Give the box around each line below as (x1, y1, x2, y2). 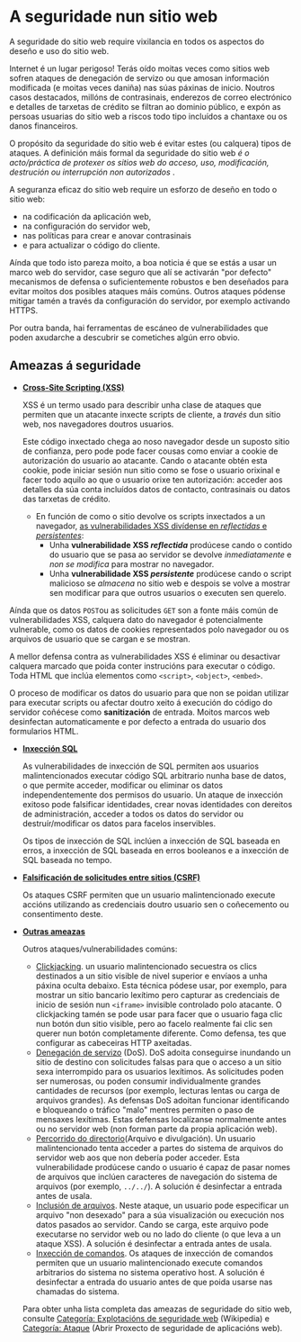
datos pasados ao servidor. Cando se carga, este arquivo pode (35, 1219, 270, 1229)
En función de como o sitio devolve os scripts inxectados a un (35, 510, 266, 521)
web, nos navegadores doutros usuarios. (22, 419, 174, 429)
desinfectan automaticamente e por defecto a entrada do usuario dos (9, 716, 267, 726)
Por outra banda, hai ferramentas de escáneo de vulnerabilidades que (9, 322, 269, 333)
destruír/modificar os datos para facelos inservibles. (22, 817, 217, 829)
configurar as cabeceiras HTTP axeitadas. (35, 1037, 192, 1048)
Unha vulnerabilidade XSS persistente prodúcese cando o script (49, 568, 292, 579)
